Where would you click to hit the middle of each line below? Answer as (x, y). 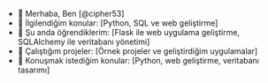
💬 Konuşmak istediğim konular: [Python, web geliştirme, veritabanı (138, 60)
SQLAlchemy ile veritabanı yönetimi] (84, 41)
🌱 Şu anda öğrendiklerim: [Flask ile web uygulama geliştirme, (129, 32)
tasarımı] (34, 70)
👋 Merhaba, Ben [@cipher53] (71, 14)
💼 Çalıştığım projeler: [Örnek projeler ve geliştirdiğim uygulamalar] (138, 51)
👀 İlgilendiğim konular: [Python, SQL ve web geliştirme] (118, 23)
